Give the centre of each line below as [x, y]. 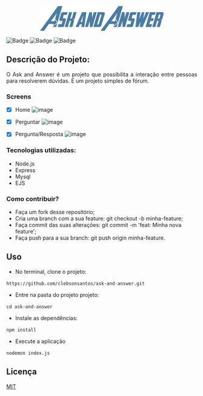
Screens [19, 96]
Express [25, 170]
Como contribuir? [33, 199]
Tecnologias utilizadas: [41, 150]
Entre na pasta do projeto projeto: [57, 294]
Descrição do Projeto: [48, 60]
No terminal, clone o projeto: [51, 271]
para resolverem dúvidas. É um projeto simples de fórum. [78, 81]
